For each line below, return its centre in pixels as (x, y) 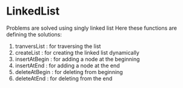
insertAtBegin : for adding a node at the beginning (78, 59)
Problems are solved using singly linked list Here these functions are (92, 28)
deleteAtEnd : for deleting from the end (64, 78)
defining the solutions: (34, 34)
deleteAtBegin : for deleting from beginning (69, 72)
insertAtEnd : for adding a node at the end (67, 66)
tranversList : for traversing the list (58, 46)
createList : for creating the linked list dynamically (77, 52)
